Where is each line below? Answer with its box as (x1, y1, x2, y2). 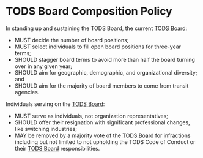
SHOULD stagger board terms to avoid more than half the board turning (14, 56, 195, 63)
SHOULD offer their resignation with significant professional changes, (14, 118, 190, 126)
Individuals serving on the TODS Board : (6, 100, 105, 108)
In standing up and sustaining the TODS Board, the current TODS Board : (6, 24, 188, 32)
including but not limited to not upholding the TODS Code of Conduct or (14, 138, 196, 145)
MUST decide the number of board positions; (14, 36, 129, 43)
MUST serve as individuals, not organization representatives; (14, 112, 169, 119)
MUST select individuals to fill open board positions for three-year (14, 43, 182, 50)
